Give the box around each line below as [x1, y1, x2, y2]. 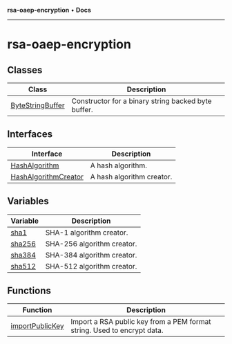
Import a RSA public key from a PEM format [70, 317, 211, 327]
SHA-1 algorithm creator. [45, 228, 128, 237]
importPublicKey [10, 321, 64, 331]
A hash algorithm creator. [90, 172, 173, 181]
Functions [7, 285, 52, 297]
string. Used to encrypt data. [70, 325, 164, 335]
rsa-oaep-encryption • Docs [7, 6, 92, 14]
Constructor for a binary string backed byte [71, 96, 212, 106]
